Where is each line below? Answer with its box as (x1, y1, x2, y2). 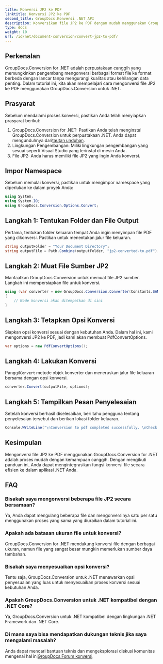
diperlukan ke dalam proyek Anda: (5, 185, 74, 190)
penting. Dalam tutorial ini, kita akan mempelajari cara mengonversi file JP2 (5, 80, 156, 86)
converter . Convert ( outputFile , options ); (5, 384, 90, 389)
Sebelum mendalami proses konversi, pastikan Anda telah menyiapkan (5, 112, 147, 118)
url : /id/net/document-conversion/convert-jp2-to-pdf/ (5, 34, 118, 39)
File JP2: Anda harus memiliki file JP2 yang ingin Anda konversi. (12, 153, 141, 158)
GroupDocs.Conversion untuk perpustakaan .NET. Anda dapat (12, 132, 136, 138)
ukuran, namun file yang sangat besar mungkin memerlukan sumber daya (5, 546, 152, 552)
